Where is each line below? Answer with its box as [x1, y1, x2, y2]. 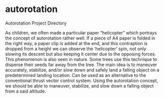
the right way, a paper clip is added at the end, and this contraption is [5, 40, 148, 46]
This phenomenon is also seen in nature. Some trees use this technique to [5, 56, 158, 62]
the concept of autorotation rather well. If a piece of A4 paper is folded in [5, 35, 156, 41]
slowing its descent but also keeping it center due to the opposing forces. [5, 51, 156, 57]
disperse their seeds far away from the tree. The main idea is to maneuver [5, 61, 158, 67]
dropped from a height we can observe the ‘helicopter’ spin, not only [5, 45, 147, 51]
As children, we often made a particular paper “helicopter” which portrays [5, 29, 157, 35]
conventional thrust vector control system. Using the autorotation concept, [5, 77, 159, 83]
